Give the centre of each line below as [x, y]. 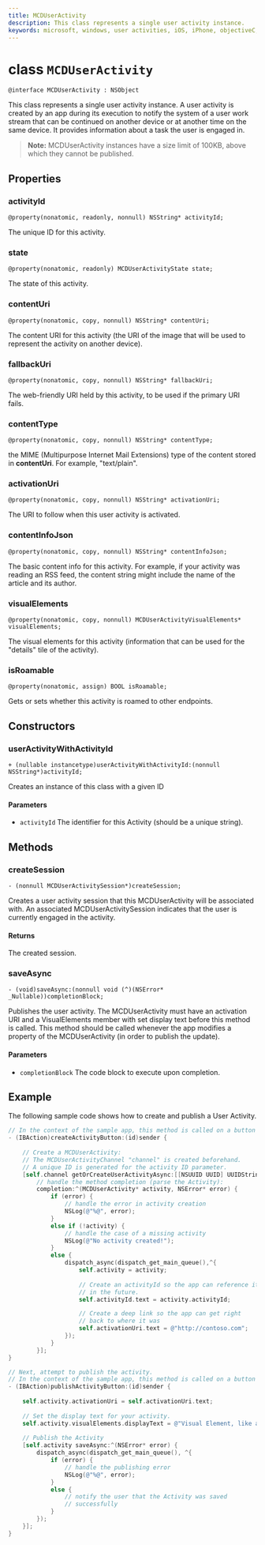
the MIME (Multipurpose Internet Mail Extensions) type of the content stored [132, 455]
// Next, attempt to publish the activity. [81, 1372]
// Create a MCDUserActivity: [72, 1153]
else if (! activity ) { [88, 1226]
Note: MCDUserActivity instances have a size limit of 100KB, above [137, 145]
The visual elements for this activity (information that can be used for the [127, 641]
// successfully [91, 1504]
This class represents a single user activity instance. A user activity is [121, 105]
